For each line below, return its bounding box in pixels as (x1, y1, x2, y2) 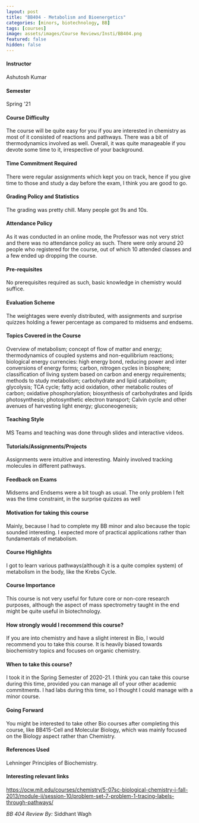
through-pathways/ (6, 799, 53, 806)
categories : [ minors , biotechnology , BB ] (6, 20, 110, 26)
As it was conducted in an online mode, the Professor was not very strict (6, 233, 184, 240)
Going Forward (6, 706, 44, 714)
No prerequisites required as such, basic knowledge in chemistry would (6, 279, 182, 286)
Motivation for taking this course (6, 509, 89, 516)
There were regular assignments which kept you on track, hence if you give (6, 173, 191, 180)
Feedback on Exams (6, 475, 58, 483)
